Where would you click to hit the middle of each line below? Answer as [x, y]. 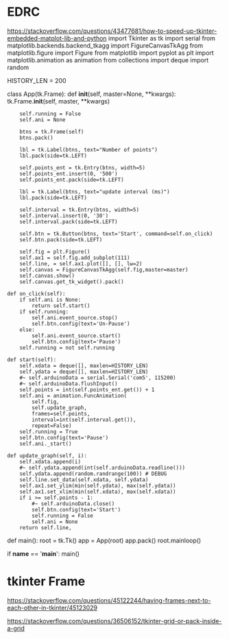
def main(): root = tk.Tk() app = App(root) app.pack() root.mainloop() [104, 540]
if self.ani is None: [50, 300]
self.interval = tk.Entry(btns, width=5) [79, 210]
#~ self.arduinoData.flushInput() [69, 384]
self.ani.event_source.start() [76, 336]
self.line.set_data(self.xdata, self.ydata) [84, 480]
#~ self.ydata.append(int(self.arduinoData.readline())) [103, 468]
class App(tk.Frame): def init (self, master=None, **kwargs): [92, 94]
